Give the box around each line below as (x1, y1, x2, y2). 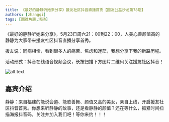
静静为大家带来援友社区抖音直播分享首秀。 (5, 37, 94, 43)
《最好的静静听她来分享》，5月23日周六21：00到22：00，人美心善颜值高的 (5, 31, 160, 37)
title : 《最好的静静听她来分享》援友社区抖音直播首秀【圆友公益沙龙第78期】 (5, 7, 145, 13)
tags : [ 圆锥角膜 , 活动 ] (5, 17, 48, 22)
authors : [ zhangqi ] (5, 12, 46, 17)
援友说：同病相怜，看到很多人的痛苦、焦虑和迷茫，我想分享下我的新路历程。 (5, 48, 164, 54)
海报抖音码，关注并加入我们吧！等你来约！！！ (9, 111, 107, 117)
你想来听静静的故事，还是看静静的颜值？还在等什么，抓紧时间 (31, 105, 159, 111)
